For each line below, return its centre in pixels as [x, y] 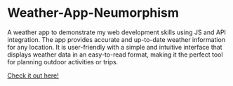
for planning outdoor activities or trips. [63, 62]
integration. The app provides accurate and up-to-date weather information [116, 39]
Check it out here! [33, 76]
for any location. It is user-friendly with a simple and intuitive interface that [115, 47]
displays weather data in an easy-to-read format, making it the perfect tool [115, 55]
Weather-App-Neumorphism [93, 13]
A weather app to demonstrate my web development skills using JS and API [117, 32]
